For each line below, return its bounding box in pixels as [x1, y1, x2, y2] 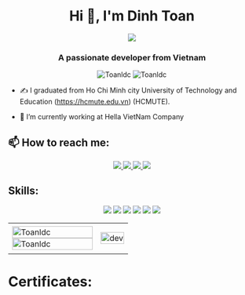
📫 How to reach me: [8, 136, 110, 149]
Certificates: [8, 273, 93, 291]
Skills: [8, 184, 39, 198]
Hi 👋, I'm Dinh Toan [69, 7, 195, 25]
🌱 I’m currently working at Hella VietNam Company [19, 112, 185, 122]
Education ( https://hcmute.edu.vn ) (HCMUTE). [19, 97, 170, 107]
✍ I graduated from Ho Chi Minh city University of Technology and [19, 86, 237, 95]
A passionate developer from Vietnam [57, 52, 207, 63]
